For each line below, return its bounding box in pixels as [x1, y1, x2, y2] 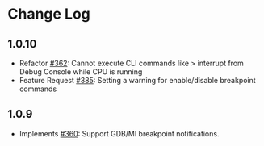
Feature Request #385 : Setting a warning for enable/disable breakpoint [19, 76, 256, 85]
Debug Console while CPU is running [19, 67, 143, 77]
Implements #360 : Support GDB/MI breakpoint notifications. [19, 128, 220, 138]
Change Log [7, 5, 90, 23]
